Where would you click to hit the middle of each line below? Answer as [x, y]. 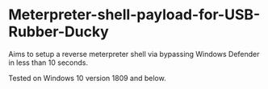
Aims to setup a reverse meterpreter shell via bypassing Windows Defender [134, 54]
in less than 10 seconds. [48, 63]
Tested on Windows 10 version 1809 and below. [88, 78]
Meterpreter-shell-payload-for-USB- [134, 15]
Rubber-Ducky [59, 32]
